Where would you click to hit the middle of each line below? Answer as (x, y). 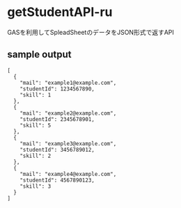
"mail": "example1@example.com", (68, 83)
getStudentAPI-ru (60, 12)
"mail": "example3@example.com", (68, 143)
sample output (39, 55)
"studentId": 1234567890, (57, 89)
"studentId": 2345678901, (57, 119)
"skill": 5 (36, 125)
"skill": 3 (36, 186)
